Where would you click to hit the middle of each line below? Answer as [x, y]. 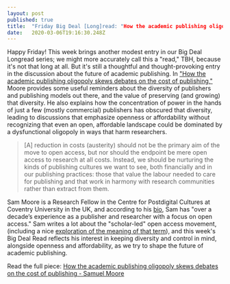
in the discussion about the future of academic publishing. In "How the [107, 74]
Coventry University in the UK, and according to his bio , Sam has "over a [110, 209]
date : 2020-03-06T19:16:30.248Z [56, 33]
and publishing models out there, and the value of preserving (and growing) [114, 96]
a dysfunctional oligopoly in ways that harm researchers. [87, 132]
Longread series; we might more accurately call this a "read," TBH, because [114, 60]
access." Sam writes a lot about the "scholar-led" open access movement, [112, 224]
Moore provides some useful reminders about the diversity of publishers [109, 88]
